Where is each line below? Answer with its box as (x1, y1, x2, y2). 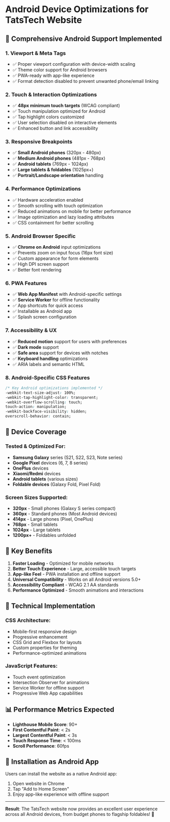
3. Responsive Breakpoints (5, 138, 72, 145)
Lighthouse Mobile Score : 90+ (12, 721, 77, 727)
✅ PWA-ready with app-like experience (12, 72, 95, 78)
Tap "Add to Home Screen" (12, 786, 69, 792)
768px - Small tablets (12, 522, 58, 528)
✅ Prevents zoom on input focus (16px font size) (12, 250, 113, 256)
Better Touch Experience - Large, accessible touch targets (12, 565, 137, 572)
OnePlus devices (12, 465, 49, 471)
